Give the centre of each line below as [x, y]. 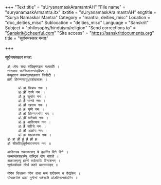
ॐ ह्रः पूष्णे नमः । [31, 109]
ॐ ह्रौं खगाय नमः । [32, 105]
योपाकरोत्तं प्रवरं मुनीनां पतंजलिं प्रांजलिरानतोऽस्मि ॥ [42, 178]
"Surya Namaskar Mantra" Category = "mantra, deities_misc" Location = [78, 17]
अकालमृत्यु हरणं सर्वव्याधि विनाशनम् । [34, 161]
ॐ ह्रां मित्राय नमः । [33, 88]
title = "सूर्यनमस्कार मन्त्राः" [27, 38]
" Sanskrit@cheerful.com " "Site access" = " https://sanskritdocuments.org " [80, 33]
